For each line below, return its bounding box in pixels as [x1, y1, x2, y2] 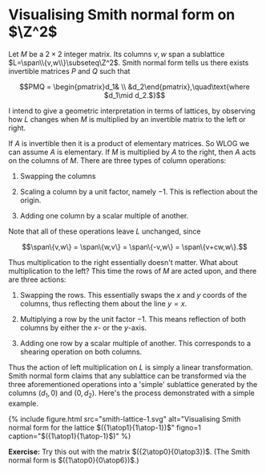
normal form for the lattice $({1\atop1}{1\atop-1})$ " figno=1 [8, 422, 202, 432]
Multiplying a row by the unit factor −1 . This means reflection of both [19, 314, 246, 324]
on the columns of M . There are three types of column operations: [8, 155, 227, 165]
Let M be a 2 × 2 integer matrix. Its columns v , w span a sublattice [8, 49, 225, 59]
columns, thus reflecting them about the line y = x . [19, 299, 187, 308]
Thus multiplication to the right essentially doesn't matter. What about [8, 257, 239, 267]
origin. [19, 195, 42, 205]
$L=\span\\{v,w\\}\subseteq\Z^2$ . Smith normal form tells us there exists [8, 58, 249, 67]
